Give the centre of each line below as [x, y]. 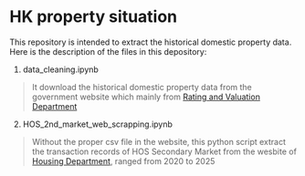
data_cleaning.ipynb [60, 69]
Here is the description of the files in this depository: [108, 51]
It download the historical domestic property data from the [142, 87]
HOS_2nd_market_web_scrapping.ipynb [98, 124]
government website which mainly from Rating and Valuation [146, 97]
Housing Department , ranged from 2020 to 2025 [123, 160]
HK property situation [94, 17]
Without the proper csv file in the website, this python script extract [158, 141]
